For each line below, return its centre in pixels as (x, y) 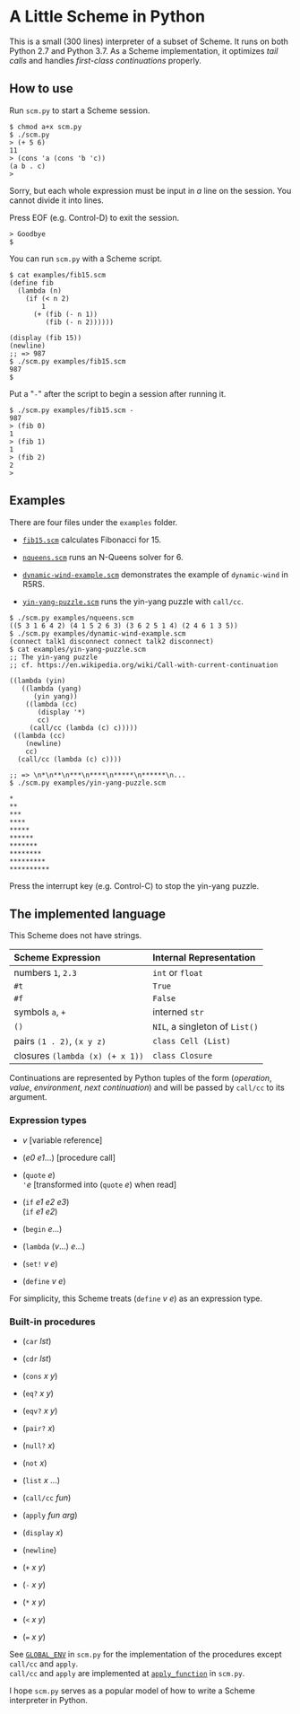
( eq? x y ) (38, 1393)
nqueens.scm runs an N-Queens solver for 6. (103, 557)
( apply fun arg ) (50, 1515)
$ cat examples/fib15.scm (57, 275)
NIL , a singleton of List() (206, 1027)
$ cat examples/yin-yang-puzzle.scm (77, 649)
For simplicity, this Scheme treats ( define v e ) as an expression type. (136, 1298)
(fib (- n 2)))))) (80, 322)
